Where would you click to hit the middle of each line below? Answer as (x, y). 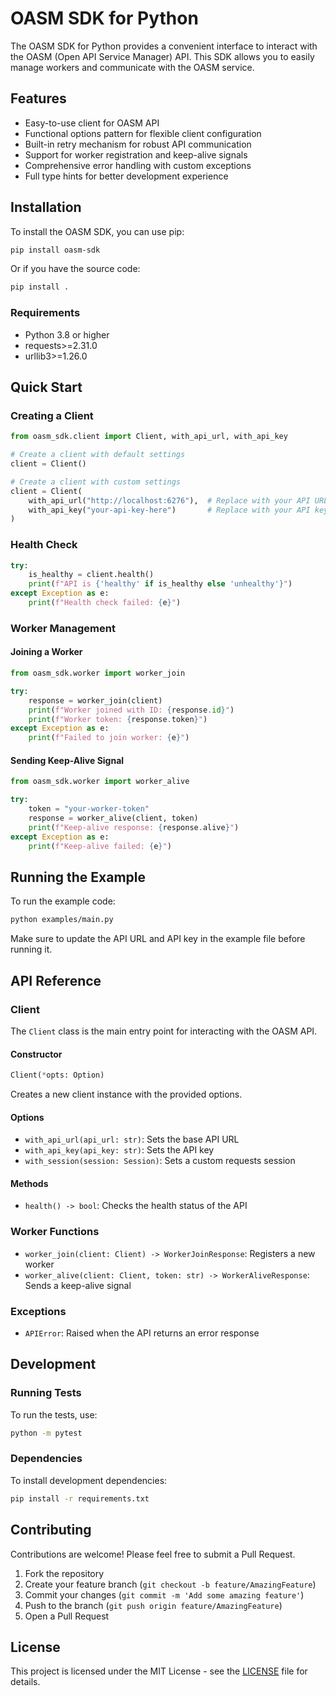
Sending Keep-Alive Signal (67, 760)
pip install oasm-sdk (55, 250)
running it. (31, 949)
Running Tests (46, 1393)
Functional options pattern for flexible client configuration (143, 133)
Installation (46, 207)
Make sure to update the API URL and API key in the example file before (158, 939)
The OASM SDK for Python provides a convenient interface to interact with (164, 46)
